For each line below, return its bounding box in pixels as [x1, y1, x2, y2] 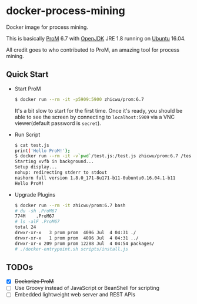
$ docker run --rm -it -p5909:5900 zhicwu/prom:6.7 [14, 96, 144, 102]
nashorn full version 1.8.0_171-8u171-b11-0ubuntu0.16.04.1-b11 [14, 175, 176, 181]
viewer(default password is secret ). [14, 119, 101, 127]
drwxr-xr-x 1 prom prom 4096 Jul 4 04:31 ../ [14, 235, 139, 241]
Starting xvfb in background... [14, 158, 94, 165]
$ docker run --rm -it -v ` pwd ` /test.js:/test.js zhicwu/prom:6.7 [14, 153, 178, 159]
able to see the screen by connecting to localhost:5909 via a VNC [14, 113, 175, 120]
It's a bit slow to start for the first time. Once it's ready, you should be [14, 107, 183, 114]
